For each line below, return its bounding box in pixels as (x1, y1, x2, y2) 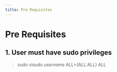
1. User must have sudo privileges (5, 48, 112, 57)
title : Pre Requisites (5, 7, 52, 12)
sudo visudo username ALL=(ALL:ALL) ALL (17, 62, 106, 68)
